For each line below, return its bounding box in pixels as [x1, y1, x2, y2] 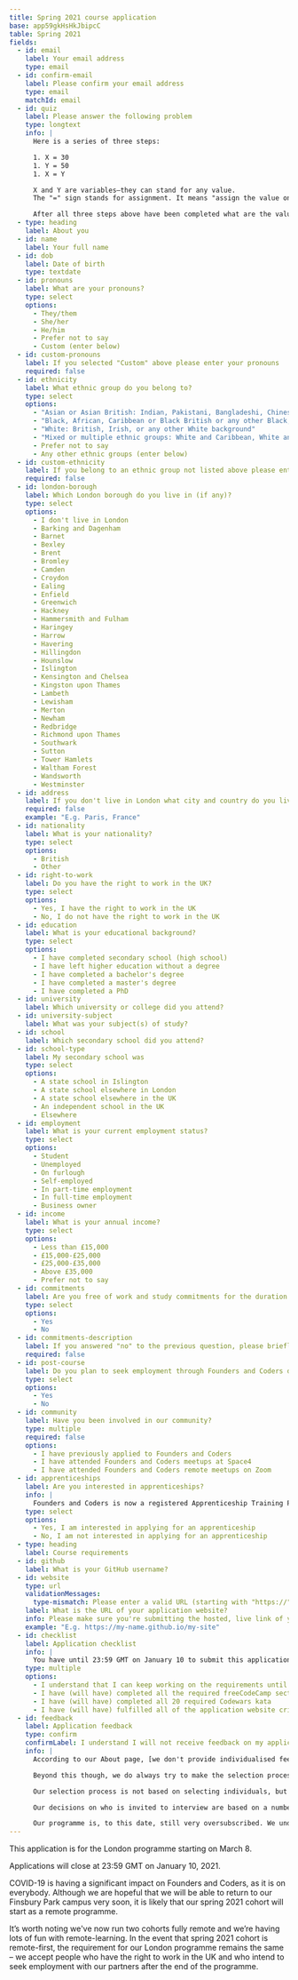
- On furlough [32, 1168, 86, 1178]
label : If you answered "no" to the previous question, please [25, 1342, 264, 1351]
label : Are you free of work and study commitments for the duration [25, 1292, 288, 1301]
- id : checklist [17, 1631, 77, 1640]
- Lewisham [32, 697, 74, 707]
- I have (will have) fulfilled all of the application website [32, 1705, 276, 1714]
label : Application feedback [25, 1721, 133, 1731]
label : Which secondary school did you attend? [25, 1036, 204, 1045]
